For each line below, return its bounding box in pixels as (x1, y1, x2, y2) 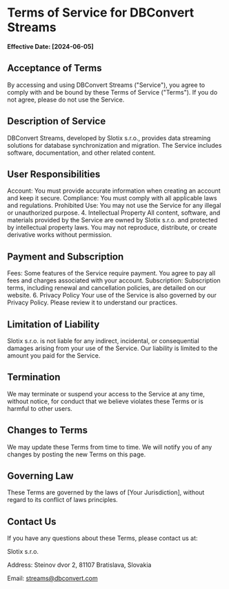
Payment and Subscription (7, 251, 124, 262)
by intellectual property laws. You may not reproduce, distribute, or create (7, 223, 217, 232)
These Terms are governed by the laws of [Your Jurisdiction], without (7, 488, 205, 496)
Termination (7, 371, 61, 383)
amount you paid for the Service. (7, 351, 101, 360)
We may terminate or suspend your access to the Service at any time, (7, 389, 205, 398)
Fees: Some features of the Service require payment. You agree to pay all (7, 269, 216, 278)
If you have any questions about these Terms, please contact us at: (7, 534, 198, 543)
